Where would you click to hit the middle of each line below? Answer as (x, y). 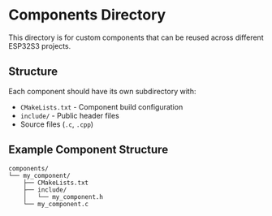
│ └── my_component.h (63, 197)
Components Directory (87, 15)
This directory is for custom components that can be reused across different (136, 37)
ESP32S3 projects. (40, 45)
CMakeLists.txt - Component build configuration (101, 106)
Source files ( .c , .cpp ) (57, 124)
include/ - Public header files (69, 115)
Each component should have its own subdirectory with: (102, 91)
